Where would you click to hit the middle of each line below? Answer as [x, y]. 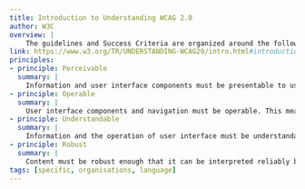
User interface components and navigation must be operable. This [154, 111]
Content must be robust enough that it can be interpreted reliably [158, 161]
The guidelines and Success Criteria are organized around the [148, 43]
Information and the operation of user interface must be [138, 136]
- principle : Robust [49, 144]
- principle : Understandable [64, 119]
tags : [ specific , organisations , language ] [93, 170]
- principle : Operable [52, 94]
